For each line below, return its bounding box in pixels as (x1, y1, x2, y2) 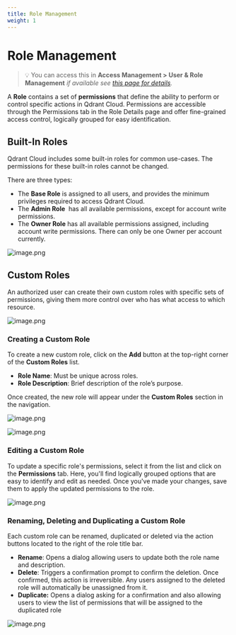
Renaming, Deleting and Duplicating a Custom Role (7, 515, 186, 525)
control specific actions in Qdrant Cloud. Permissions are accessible (7, 100, 206, 108)
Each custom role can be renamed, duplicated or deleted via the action (7, 532, 214, 540)
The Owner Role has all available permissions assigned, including (17, 220, 209, 228)
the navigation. (7, 400, 51, 409)
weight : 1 (7, 17, 37, 24)
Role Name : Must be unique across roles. (17, 371, 138, 380)
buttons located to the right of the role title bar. (7, 539, 143, 548)
